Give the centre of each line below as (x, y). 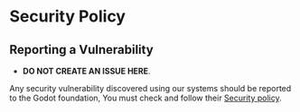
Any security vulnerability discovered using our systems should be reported (150, 88)
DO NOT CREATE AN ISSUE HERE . (86, 71)
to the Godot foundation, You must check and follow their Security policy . (145, 98)
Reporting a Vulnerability (81, 50)
